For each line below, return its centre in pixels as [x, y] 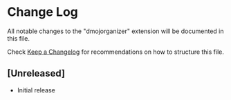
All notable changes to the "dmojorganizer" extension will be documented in [115, 31]
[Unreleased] [36, 73]
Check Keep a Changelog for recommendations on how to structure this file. [116, 52]
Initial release [36, 90]
